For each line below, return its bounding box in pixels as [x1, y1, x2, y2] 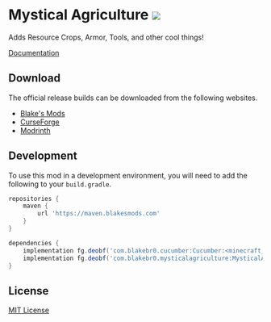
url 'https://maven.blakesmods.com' [37, 210, 161, 218]
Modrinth [19, 125, 51, 135]
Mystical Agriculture [8, 6, 149, 24]
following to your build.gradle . [8, 179, 111, 189]
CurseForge [19, 117, 60, 127]
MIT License [8, 305, 50, 316]
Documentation [8, 48, 60, 57]
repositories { [8, 194, 60, 203]
